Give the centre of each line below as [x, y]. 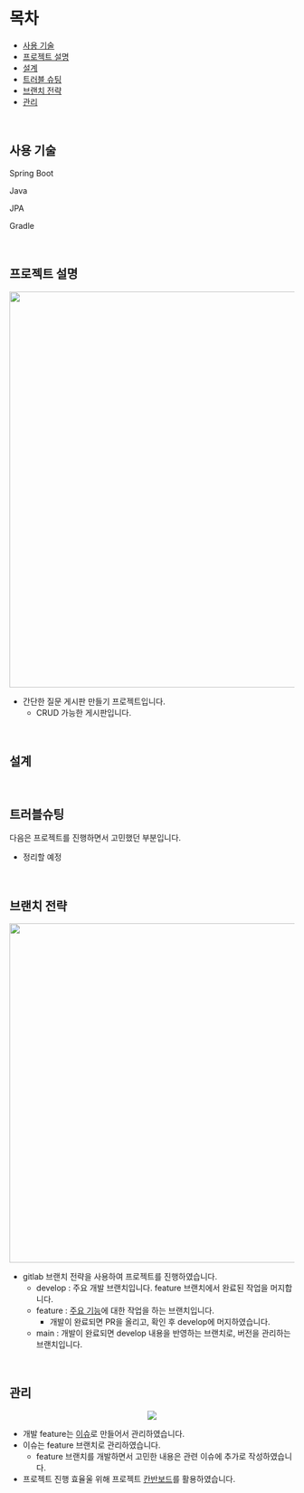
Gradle [22, 225]
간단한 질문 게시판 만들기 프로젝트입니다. [94, 701]
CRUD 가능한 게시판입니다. [84, 712]
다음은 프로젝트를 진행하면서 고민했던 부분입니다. [95, 838]
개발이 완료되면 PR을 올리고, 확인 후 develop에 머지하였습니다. [160, 1322]
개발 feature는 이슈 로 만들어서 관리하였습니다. [104, 1433]
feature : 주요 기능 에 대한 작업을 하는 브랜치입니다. [125, 1310]
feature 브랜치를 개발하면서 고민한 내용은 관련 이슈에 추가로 [141, 1456]
